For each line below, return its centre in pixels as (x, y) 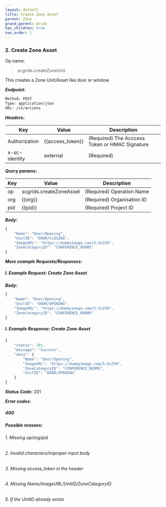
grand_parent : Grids (26, 24)
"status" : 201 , (30, 345)
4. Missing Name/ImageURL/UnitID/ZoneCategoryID (58, 484)
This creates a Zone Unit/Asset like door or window (57, 80)
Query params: (21, 171)
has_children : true (25, 28)
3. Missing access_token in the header (44, 468)
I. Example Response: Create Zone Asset (48, 328)
